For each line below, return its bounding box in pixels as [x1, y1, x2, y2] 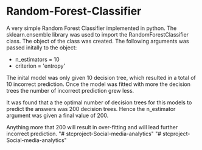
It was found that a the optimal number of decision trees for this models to [6, 99, 192, 106]
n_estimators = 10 [15, 55, 60, 63]
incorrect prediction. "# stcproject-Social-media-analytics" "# [6, 130, 161, 137]
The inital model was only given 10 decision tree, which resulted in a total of [6, 74, 196, 81]
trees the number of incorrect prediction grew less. [6, 87, 134, 94]
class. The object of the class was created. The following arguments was [6, 37, 189, 45]
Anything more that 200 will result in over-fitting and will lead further [6, 123, 178, 130]
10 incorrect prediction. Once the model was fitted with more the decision [6, 80, 190, 88]
